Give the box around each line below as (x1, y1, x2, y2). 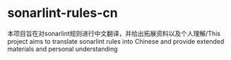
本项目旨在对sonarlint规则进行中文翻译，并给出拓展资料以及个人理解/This (7, 29, 221, 37)
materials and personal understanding (7, 44, 118, 53)
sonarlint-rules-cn (7, 5, 118, 21)
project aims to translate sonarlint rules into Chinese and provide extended (7, 37, 225, 45)
